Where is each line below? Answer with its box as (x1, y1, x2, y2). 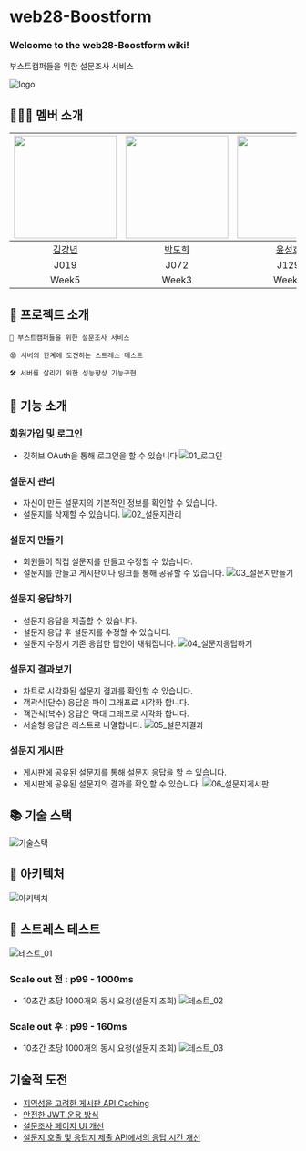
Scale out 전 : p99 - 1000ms (9, 972, 134, 985)
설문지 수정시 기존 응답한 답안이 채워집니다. (22, 638, 177, 649)
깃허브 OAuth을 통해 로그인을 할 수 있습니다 (22, 449, 178, 461)
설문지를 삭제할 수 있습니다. (22, 509, 121, 520)
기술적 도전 (9, 1072, 68, 1087)
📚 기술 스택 (9, 807, 73, 823)
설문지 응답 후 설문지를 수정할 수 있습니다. (22, 626, 171, 637)
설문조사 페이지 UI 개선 (22, 1121, 105, 1132)
